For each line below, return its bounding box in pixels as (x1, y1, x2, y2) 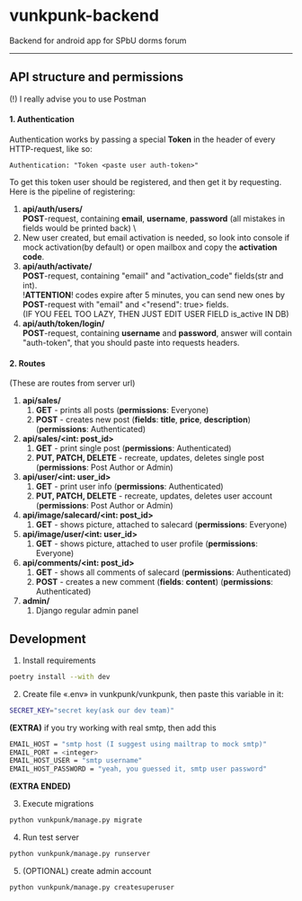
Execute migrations (22, 799, 94, 809)
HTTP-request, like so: (9, 143, 93, 154)
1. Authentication (9, 114, 75, 125)
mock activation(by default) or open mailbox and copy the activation (22, 242, 278, 252)
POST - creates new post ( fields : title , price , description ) (35, 414, 252, 425)
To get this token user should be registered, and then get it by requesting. (9, 176, 282, 187)
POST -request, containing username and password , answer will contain (22, 327, 292, 338)
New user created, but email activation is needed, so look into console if (22, 232, 290, 243)
